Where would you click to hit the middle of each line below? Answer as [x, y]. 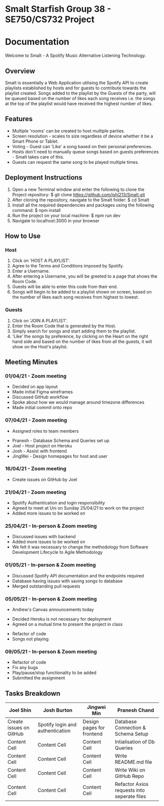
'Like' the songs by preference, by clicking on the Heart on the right [80, 336]
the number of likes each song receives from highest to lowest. [75, 297]
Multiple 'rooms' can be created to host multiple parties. [69, 130]
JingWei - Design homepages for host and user [60, 456]
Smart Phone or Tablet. [35, 141]
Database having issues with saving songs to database [67, 581]
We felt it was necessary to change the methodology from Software [80, 547]
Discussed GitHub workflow [40, 397]
